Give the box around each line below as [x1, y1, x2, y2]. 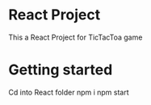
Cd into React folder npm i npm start [8, 87, 129, 97]
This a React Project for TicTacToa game [8, 32, 143, 42]
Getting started [8, 61, 113, 79]
